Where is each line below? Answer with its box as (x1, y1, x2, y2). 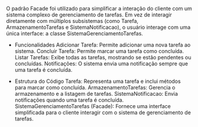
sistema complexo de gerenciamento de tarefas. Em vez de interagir (6, 11, 173, 18)
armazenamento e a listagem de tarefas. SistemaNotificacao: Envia (14, 91, 178, 97)
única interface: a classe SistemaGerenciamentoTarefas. (6, 30, 144, 37)
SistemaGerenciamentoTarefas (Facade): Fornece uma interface (14, 103, 171, 109)
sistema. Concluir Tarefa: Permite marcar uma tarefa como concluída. (14, 48, 184, 55)
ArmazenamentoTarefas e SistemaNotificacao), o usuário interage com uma (6, 24, 191, 31)
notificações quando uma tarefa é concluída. (14, 96, 124, 103)
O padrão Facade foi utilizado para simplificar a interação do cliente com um (6, 5, 192, 12)
